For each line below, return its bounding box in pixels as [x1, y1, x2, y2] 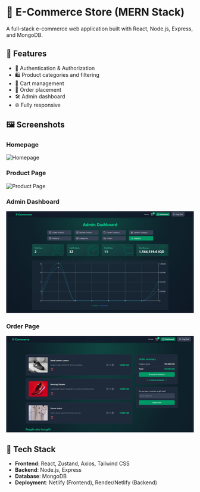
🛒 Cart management [14, 80, 64, 87]
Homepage [6, 141, 39, 149]
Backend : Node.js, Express [14, 466, 82, 474]
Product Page [6, 169, 46, 178]
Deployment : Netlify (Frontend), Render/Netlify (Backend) [14, 479, 158, 486]
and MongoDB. [6, 31, 43, 38]
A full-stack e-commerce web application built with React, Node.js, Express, [6, 25, 193, 32]
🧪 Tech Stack [6, 444, 56, 454]
